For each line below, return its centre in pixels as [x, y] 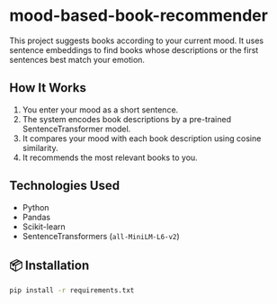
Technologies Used [64, 186]
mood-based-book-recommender [138, 16]
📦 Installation [49, 265]
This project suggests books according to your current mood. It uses [136, 40]
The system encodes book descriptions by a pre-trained [127, 119]
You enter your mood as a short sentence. [100, 110]
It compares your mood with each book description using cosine [142, 138]
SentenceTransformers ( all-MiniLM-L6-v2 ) [101, 236]
